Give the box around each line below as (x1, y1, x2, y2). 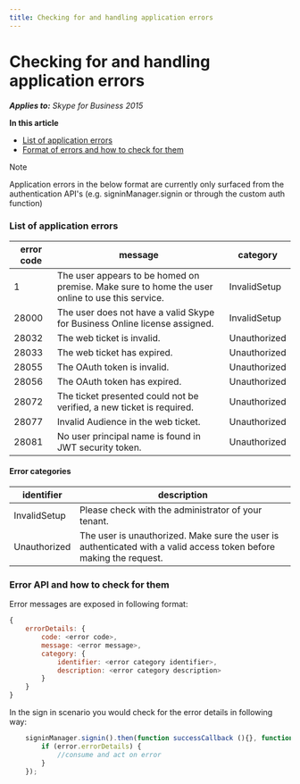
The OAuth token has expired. (56, 375, 182, 388)
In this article (9, 117, 60, 128)
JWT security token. (56, 441, 142, 454)
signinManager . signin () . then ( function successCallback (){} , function (25, 734, 294, 743)
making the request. (79, 552, 163, 564)
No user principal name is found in (56, 430, 201, 442)
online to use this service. (56, 291, 165, 304)
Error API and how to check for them (9, 578, 170, 590)
